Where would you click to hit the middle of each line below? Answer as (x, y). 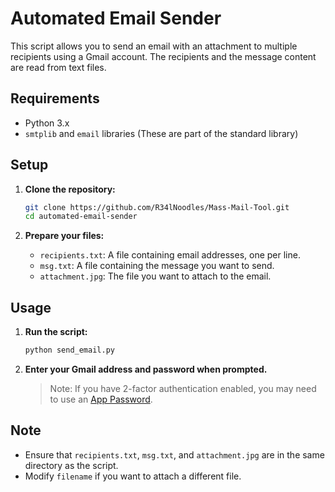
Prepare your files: (64, 236)
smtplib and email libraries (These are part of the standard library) (161, 133)
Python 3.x (47, 123)
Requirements (55, 98)
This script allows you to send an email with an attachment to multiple (154, 46)
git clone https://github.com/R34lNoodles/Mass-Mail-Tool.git (157, 207)
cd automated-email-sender (81, 217)
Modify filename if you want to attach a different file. (133, 476)
